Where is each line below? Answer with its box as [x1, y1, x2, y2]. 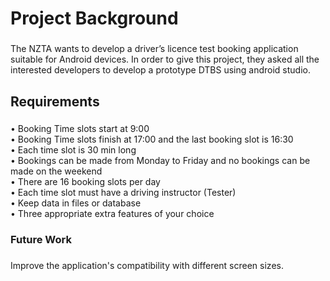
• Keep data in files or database [10, 197, 142, 209]
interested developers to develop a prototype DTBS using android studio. [10, 64, 311, 76]
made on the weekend [10, 165, 103, 177]
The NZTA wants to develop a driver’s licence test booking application [10, 43, 299, 55]
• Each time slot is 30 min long [10, 144, 137, 156]
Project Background [10, 7, 179, 30]
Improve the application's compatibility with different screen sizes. [10, 260, 284, 272]
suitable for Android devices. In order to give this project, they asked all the [10, 53, 320, 66]
